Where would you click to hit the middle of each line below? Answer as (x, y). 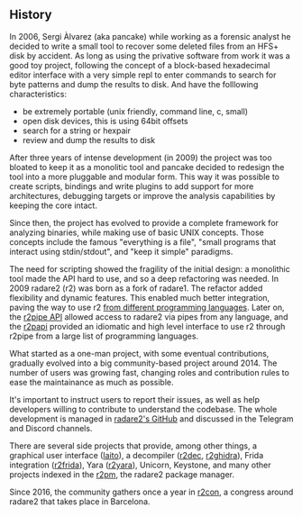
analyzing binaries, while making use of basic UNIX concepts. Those (137, 232)
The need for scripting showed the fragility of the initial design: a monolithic (150, 268)
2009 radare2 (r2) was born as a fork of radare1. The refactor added (136, 288)
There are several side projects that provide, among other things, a (133, 446)
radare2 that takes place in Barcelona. (80, 501)
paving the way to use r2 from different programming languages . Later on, (147, 307)
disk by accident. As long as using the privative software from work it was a (150, 55)
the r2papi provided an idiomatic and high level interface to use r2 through (147, 326)
